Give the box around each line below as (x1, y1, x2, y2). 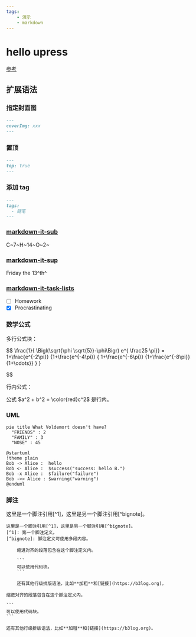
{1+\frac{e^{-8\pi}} (145, 353, 191, 360)
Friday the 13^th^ (6, 269, 47, 276)
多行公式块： (6, 335, 37, 342)
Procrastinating (14, 304, 52, 311)
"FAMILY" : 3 (11, 434, 44, 441)
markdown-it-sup (6, 256, 58, 264)
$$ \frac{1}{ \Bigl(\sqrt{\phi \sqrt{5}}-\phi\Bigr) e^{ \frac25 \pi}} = (6, 347, 165, 354)
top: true (6, 163, 31, 169)
